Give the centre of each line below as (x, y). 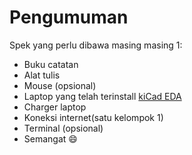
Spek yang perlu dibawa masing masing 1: (96, 45)
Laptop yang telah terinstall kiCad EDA (102, 96)
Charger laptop (55, 107)
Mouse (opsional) (60, 85)
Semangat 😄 (50, 138)
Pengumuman (69, 17)
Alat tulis (42, 75)
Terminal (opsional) (63, 128)
